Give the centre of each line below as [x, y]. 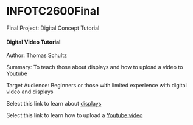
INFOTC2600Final [53, 11]
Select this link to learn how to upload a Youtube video [75, 115]
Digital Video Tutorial [33, 42]
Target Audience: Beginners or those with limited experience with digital [96, 86]
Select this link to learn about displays [54, 104]
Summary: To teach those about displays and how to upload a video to [95, 67]
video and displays [30, 92]
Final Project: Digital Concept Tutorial [53, 28]
